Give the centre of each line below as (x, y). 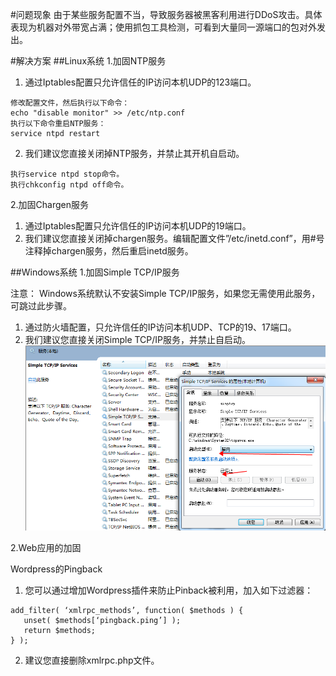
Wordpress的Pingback (56, 569)
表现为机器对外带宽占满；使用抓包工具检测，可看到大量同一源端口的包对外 (163, 27)
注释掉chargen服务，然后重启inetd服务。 (109, 251)
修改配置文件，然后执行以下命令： (70, 103)
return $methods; (60, 631)
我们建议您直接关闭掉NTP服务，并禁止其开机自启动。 (134, 153)
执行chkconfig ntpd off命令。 (69, 185)
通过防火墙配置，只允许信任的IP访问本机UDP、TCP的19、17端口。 (160, 327)
